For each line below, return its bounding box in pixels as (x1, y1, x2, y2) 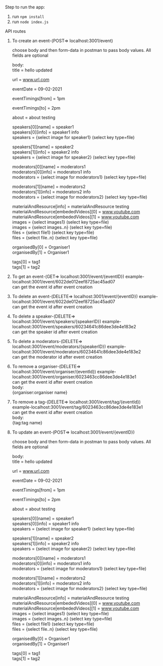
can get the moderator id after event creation (12, 354, 103, 360)
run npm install (12, 14, 45, 19)
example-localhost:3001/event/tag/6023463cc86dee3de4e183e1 (12, 404, 143, 410)
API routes (5, 28, 26, 34)
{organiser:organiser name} (12, 390, 68, 395)
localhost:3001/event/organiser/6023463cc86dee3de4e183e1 (12, 374, 136, 380)
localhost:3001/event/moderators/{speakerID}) (12, 344, 106, 349)
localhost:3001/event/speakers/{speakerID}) (12, 319, 101, 324)
